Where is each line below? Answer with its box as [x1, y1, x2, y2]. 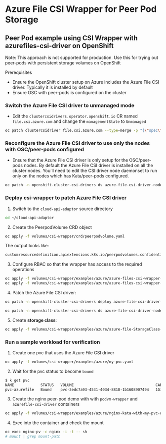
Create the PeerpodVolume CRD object [12, 224, 92, 230]
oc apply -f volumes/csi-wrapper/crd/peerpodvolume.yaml [5, 234, 125, 239]
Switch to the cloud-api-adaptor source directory [12, 206, 113, 212]
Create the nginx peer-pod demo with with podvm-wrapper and [12, 396, 138, 402]
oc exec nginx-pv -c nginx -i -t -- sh [5, 430, 87, 435]
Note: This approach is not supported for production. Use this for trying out [5, 55, 158, 60]
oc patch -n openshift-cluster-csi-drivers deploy [5, 299, 112, 304]
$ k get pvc [5, 378, 30, 383]
